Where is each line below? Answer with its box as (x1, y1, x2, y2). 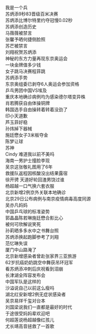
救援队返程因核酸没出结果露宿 (5, 170, 68, 176)
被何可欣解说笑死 (5, 221, 41, 227)
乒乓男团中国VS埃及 (5, 87, 47, 93)
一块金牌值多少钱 (5, 62, 41, 68)
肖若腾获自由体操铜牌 (5, 100, 50, 106)
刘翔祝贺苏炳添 (5, 49, 37, 55)
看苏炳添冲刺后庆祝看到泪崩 (5, 266, 63, 272)
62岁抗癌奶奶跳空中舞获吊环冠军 (5, 260, 74, 265)
